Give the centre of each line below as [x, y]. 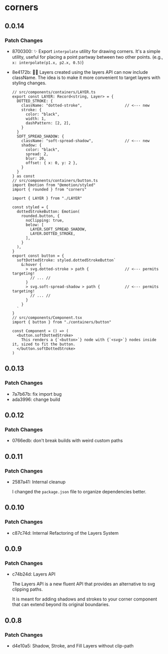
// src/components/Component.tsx [47, 317]
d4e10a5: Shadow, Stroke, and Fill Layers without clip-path [73, 646]
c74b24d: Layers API [34, 574]
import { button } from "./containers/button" [62, 322]
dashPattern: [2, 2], [48, 123]
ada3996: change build [36, 399]
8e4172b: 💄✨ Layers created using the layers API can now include [80, 72]
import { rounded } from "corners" [49, 189]
